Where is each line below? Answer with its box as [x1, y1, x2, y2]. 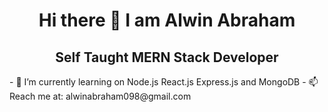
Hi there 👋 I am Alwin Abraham [38, 9, 296, 32]
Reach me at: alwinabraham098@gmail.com [9, 90, 192, 102]
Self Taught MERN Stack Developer [55, 49, 279, 66]
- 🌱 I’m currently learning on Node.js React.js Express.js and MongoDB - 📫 [9, 76, 319, 88]
